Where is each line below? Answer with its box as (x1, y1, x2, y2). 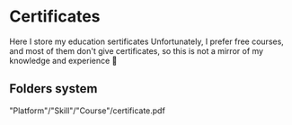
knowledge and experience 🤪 (9, 55, 118, 66)
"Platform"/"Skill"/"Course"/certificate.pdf (9, 105, 166, 116)
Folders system (9, 81, 98, 96)
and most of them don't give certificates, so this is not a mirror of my (9, 45, 263, 56)
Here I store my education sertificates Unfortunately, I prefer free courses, (9, 36, 285, 47)
